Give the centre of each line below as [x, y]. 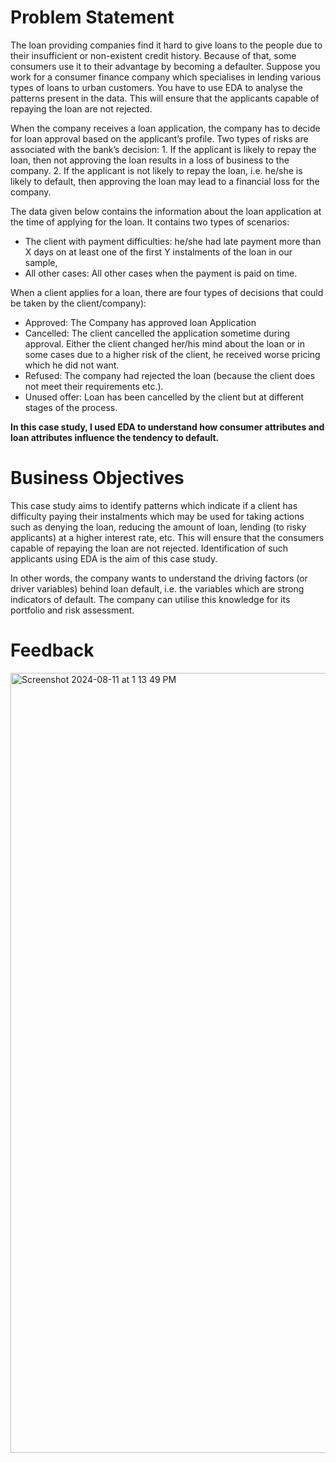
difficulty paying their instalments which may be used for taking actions [157, 516]
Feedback [52, 650]
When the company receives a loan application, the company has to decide [165, 128]
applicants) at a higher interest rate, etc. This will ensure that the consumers [167, 537]
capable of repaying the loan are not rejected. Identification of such [149, 548]
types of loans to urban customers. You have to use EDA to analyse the [157, 87]
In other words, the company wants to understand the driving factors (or [159, 578]
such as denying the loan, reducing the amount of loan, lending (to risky [158, 527]
